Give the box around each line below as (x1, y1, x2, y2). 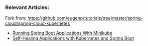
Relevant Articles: (5, 4, 50, 11)
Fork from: (5, 15, 27, 21)
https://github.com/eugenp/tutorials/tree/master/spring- (27, 15, 143, 21)
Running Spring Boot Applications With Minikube (12, 30, 113, 36)
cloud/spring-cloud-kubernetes (5, 20, 70, 26)
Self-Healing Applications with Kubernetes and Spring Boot (12, 35, 135, 41)
